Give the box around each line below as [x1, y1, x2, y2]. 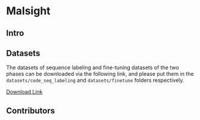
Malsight [6, 4, 51, 18]
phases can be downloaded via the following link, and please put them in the [6, 70, 194, 78]
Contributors [6, 106, 55, 116]
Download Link [6, 88, 43, 96]
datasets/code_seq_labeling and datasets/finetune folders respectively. [6, 76, 185, 84]
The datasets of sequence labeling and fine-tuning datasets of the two [6, 64, 180, 71]
